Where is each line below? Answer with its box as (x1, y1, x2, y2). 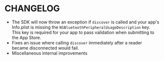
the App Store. (11, 35, 41, 41)
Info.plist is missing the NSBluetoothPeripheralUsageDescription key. (11, 24, 150, 30)
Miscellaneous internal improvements (11, 50, 88, 56)
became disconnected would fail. (11, 45, 79, 51)
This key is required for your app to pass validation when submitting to (11, 29, 155, 35)
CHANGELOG (4, 3, 60, 14)
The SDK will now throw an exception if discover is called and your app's (11, 19, 160, 25)
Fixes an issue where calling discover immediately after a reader (11, 40, 142, 45)
